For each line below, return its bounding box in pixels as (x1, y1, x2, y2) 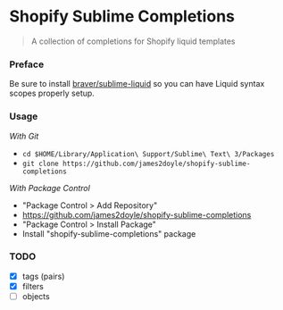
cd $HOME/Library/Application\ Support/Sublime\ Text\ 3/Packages (21, 149, 275, 158)
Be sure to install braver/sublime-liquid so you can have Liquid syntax (9, 79, 265, 89)
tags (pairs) (21, 271, 65, 281)
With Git (9, 130, 39, 141)
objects (21, 290, 51, 301)
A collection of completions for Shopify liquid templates (30, 36, 236, 46)
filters (21, 281, 45, 291)
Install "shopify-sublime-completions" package (21, 228, 196, 239)
